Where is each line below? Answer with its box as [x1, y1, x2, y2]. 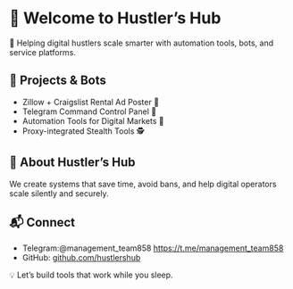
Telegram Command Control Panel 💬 [21, 106, 157, 117]
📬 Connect [9, 214, 76, 230]
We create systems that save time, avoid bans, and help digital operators [9, 178, 277, 189]
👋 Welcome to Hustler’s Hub [9, 8, 222, 29]
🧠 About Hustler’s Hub [9, 155, 136, 170]
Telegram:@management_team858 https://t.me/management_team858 [21, 243, 284, 253]
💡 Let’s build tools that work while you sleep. [9, 269, 173, 280]
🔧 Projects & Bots [9, 73, 107, 88]
